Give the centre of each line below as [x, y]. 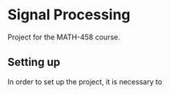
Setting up [34, 62]
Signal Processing [69, 15]
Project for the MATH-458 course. [64, 37]
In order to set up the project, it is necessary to [85, 81]
